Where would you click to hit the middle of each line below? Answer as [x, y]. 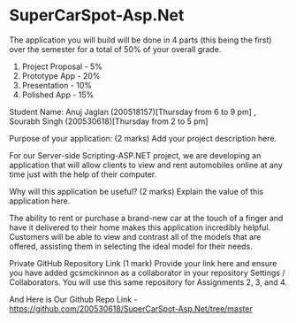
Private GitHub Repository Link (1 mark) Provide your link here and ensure [143, 263]
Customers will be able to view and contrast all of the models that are [135, 236]
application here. [40, 201]
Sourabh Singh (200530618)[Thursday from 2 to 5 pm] [109, 121]
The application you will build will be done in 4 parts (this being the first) [140, 40]
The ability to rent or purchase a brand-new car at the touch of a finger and [146, 218]
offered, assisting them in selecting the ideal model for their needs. [131, 246]
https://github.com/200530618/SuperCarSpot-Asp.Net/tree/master [131, 308]
